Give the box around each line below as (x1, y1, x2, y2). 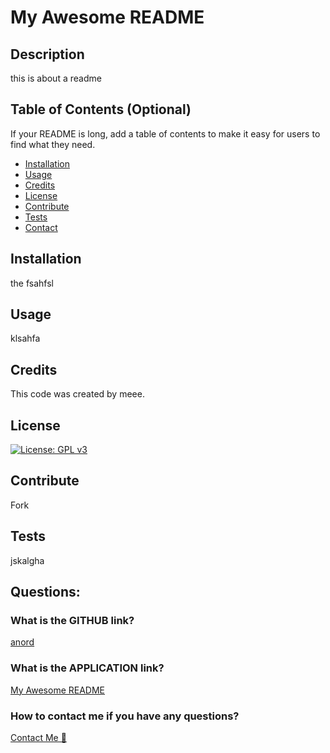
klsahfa (10, 332, 41, 345)
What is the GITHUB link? (10, 614, 135, 627)
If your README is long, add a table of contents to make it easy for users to (10, 127, 321, 140)
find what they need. (10, 138, 96, 150)
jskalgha (10, 554, 45, 566)
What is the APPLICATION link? (10, 661, 165, 675)
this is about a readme (10, 72, 102, 84)
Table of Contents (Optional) (10, 101, 192, 118)
